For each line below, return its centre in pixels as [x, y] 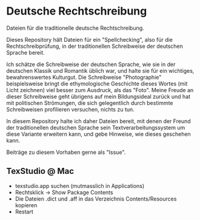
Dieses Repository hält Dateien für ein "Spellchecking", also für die [89, 39]
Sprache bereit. [26, 52]
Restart [24, 212]
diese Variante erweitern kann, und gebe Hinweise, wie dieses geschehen [98, 134]
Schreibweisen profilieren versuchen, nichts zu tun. [70, 109]
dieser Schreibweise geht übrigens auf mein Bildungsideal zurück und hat [98, 96]
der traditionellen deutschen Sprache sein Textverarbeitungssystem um [96, 127]
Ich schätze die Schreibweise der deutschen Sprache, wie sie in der [91, 64]
